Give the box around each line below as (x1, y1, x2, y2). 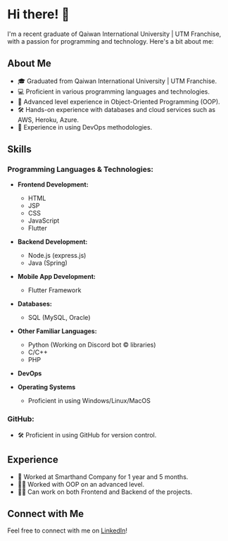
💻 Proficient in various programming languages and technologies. (17, 87, 210, 96)
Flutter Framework (27, 286, 82, 294)
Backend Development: (17, 237, 88, 246)
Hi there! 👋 (7, 6, 70, 23)
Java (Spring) (27, 259, 68, 267)
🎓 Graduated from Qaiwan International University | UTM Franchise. (17, 77, 217, 85)
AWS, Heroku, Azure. (17, 116, 80, 124)
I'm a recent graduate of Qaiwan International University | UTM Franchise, (7, 30, 222, 38)
